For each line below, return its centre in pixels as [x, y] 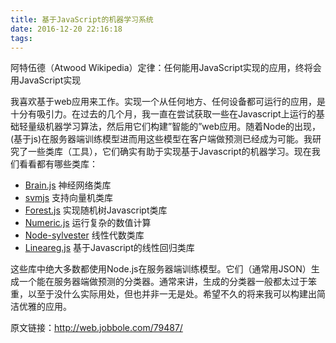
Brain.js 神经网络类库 [68, 185]
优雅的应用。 [45, 307]
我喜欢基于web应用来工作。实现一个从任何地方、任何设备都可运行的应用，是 [168, 102]
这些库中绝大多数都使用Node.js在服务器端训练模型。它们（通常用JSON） [161, 269]
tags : [21, 38]
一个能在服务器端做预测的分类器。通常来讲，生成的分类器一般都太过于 [163, 282]
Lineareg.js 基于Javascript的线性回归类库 [109, 248]
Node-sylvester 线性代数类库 [84, 235]
